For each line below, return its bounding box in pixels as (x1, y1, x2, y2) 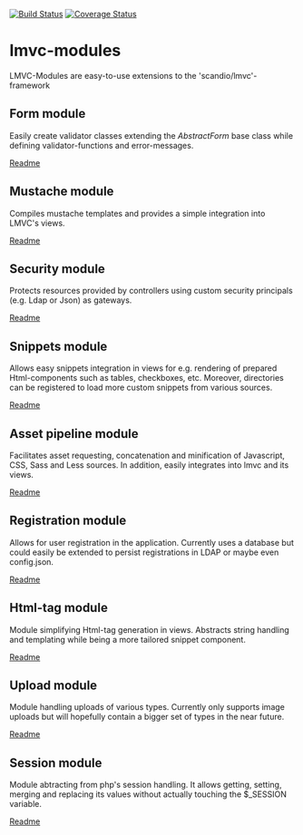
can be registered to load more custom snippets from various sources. (9, 382, 273, 393)
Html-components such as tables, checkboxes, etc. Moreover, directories (9, 373, 284, 384)
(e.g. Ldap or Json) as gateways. (9, 295, 132, 306)
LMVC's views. (9, 218, 65, 228)
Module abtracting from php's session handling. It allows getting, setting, (9, 780, 282, 791)
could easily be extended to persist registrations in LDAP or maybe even (9, 547, 279, 558)
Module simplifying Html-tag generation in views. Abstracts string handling (9, 624, 290, 635)
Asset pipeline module (9, 426, 139, 442)
